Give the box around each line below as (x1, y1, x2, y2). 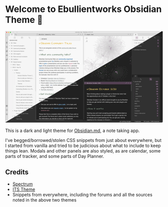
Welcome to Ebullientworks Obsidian (5, 3, 162, 15)
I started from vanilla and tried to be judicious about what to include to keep (5, 142, 161, 148)
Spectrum (12, 181, 33, 187)
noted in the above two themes (12, 197, 76, 203)
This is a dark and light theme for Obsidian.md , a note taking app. (5, 127, 140, 133)
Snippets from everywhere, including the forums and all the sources (12, 191, 152, 198)
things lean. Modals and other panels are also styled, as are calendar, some (5, 148, 161, 154)
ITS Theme (12, 186, 35, 192)
